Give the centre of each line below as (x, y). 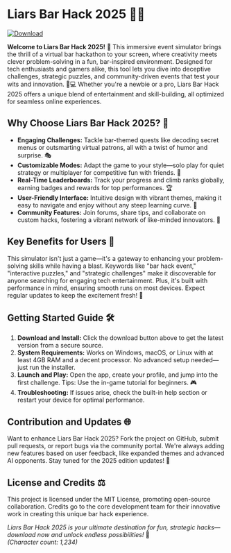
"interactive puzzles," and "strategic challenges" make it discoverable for (112, 273)
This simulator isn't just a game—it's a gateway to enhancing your (101, 258)
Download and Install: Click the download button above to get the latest (120, 338)
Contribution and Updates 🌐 (69, 422)
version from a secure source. (60, 346)
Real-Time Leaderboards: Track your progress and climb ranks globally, (121, 180)
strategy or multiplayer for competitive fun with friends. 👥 (99, 172)
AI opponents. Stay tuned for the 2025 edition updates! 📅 (89, 461)
